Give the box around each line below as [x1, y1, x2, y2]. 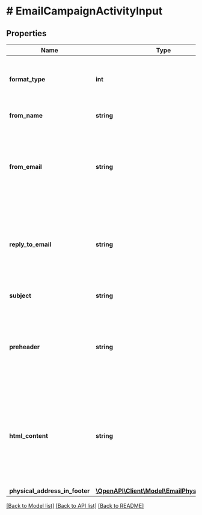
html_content [9, 432, 48, 440]
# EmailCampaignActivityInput [6, 4, 163, 18]
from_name [9, 112, 43, 119]
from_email [9, 163, 42, 171]
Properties [6, 28, 47, 39]
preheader [9, 343, 40, 351]
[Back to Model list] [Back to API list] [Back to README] [6, 502, 144, 509]
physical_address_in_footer [9, 487, 90, 495]
